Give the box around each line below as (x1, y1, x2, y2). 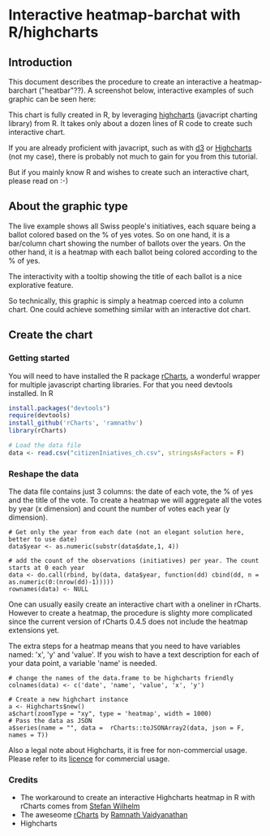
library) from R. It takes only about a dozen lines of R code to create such (8, 119, 253, 128)
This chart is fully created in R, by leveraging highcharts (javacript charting (8, 110, 258, 120)
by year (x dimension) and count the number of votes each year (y (8, 504, 230, 514)
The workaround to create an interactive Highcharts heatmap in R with (19, 793, 255, 803)
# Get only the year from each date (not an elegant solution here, (8, 529, 245, 537)
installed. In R (8, 388, 54, 398)
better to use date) (8, 535, 79, 544)
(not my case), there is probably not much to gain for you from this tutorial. (8, 152, 258, 161)
